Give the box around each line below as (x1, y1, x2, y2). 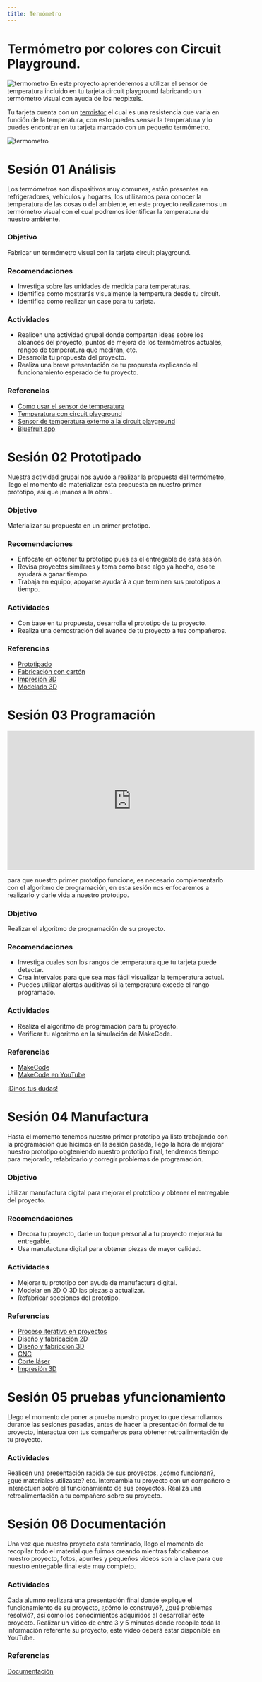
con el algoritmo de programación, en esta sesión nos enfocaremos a (7, 883, 210, 892)
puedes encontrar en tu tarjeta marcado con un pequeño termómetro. (7, 123, 210, 131)
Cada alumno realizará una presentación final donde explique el (7, 1596, 193, 1604)
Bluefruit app (17, 425, 56, 433)
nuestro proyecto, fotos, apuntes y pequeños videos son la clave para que (7, 1555, 224, 1563)
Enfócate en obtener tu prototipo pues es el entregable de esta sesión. (17, 555, 224, 564)
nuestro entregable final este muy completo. (7, 1562, 136, 1570)
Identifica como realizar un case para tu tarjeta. (17, 297, 156, 306)
